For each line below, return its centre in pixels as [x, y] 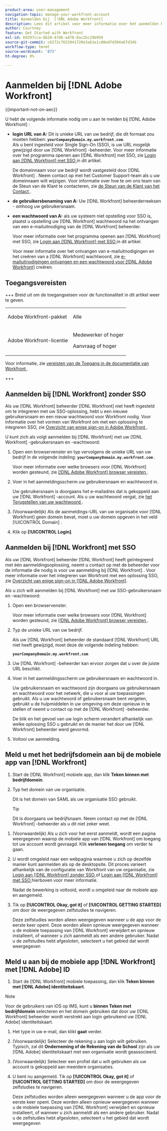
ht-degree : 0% [20, 56]
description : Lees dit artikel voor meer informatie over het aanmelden [82, 24]
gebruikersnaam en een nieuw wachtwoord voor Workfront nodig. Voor [78, 416]
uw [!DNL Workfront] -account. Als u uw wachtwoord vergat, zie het [82, 496]
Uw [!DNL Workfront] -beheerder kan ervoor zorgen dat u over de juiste [86, 663]
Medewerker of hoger [98, 335]
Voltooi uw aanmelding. [36, 739]
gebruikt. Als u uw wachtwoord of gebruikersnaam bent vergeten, [80, 698]
